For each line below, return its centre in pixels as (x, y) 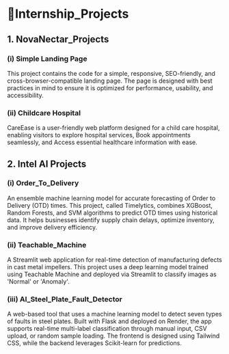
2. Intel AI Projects (47, 164)
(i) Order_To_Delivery (43, 183)
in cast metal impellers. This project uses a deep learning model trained (108, 267)
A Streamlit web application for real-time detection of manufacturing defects (114, 260)
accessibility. (26, 95)
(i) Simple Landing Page (47, 59)
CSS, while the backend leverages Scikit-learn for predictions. (95, 343)
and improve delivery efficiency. (52, 227)
